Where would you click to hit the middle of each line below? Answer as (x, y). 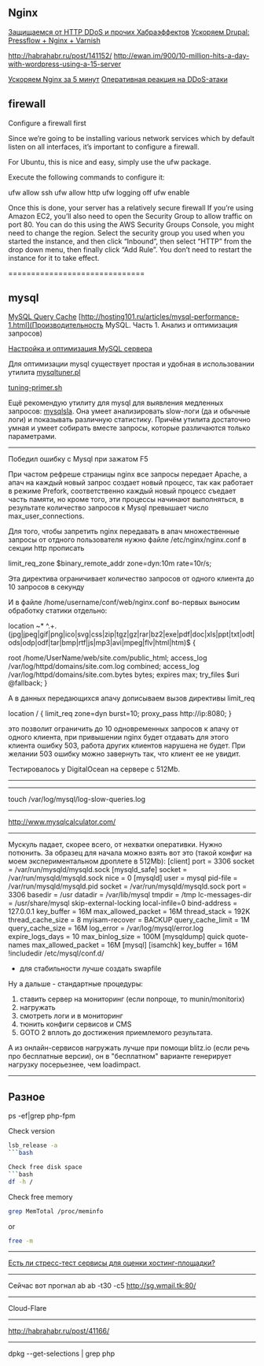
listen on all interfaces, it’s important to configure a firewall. (104, 147)
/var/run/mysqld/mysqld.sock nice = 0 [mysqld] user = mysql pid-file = (123, 878)
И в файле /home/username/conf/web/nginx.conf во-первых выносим (124, 603)
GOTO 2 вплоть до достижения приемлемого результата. (116, 1033)
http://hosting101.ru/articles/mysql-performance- (160, 317)
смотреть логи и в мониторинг (71, 1016)
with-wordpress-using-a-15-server (65, 64)
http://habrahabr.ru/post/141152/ (60, 55)
